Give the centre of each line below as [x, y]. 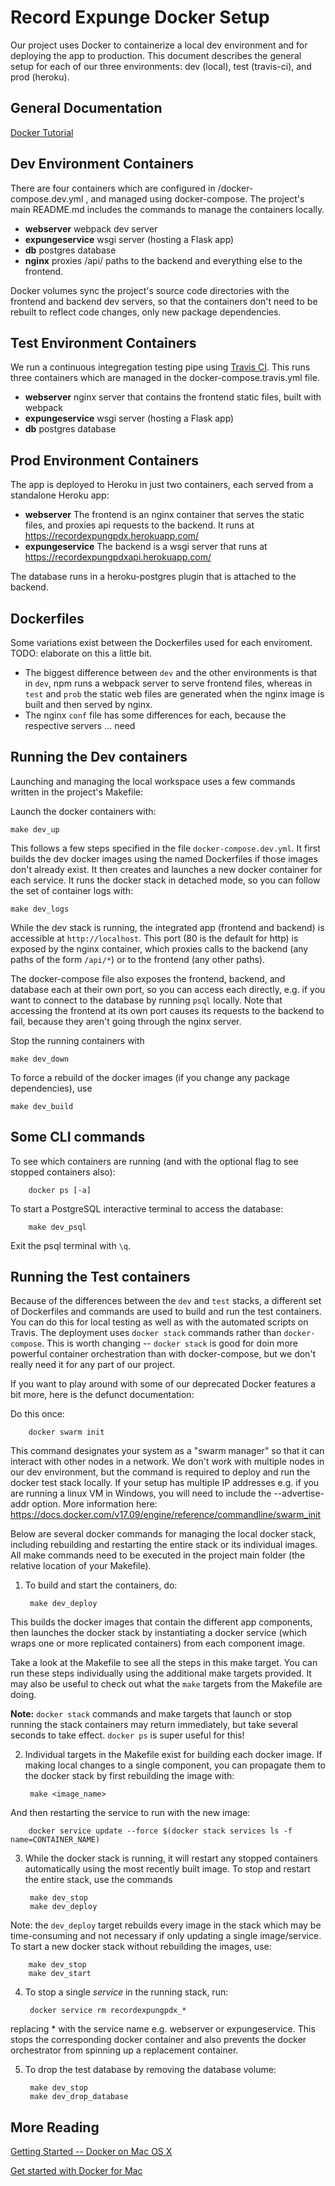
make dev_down [40, 1059]
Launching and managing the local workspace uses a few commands [153, 781]
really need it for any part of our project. [93, 1365]
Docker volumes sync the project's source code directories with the [150, 290]
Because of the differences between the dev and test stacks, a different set [166, 1301]
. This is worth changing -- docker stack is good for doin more [169, 1343]
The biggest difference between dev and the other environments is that [171, 672]
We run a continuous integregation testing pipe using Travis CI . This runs [160, 367]
